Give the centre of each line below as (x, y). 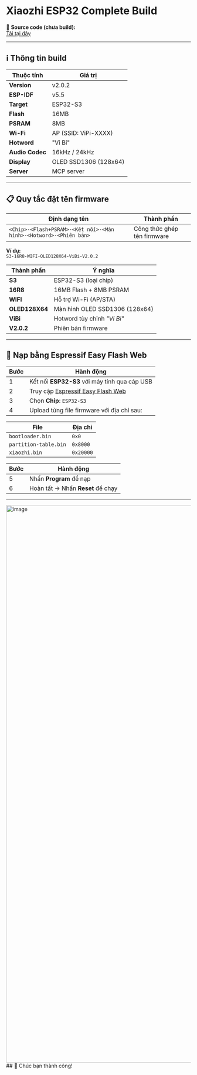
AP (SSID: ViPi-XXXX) (82, 133)
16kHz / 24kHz (73, 152)
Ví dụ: (13, 250)
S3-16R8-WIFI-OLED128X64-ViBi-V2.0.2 (52, 256)
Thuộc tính (28, 75)
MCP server (68, 171)
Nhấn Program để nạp (60, 479)
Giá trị (88, 75)
